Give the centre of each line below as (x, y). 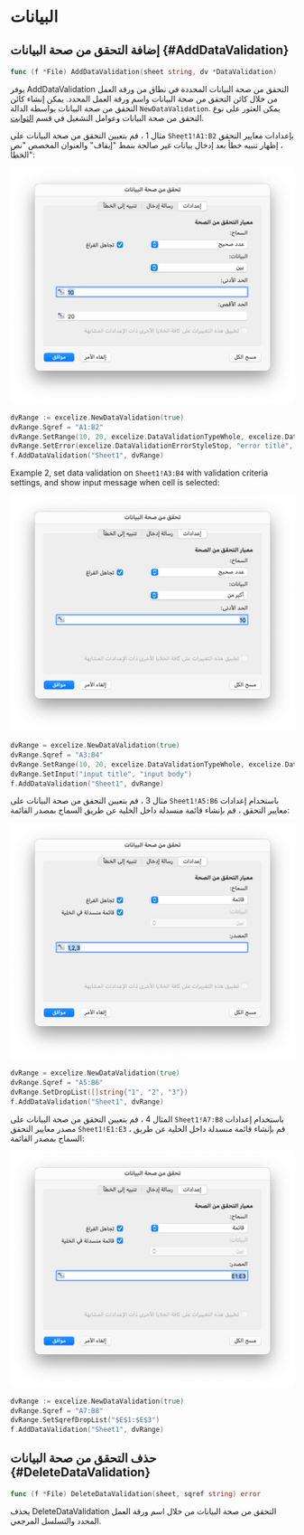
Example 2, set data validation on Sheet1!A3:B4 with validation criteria (139, 473)
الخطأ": (23, 155)
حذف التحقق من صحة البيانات (83, 1458)
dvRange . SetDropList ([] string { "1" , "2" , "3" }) (99, 1092)
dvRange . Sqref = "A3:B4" (57, 755)
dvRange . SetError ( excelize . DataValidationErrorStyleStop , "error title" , (152, 446)
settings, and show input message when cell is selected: (115, 483)
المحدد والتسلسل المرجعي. (56, 1521)
